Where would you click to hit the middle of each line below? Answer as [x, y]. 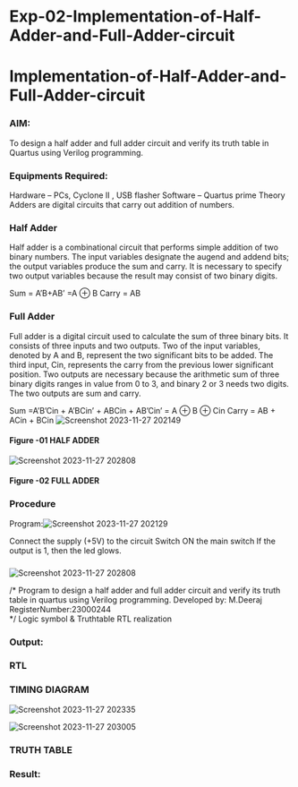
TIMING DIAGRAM [49, 689]
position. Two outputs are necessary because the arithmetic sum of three [145, 374]
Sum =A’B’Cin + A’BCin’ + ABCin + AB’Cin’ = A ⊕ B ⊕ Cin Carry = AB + [142, 410]
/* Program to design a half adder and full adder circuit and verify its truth [145, 590]
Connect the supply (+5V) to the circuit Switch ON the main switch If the [142, 541]
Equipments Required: [59, 175]
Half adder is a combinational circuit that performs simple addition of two [144, 247]
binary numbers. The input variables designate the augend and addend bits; [149, 257]
